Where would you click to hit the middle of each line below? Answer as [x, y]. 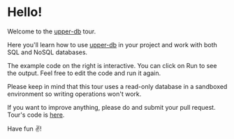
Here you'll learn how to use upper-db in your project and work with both [112, 44]
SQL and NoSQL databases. [47, 52]
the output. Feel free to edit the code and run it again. [84, 73]
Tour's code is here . [36, 115]
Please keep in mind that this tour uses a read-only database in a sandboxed [117, 86]
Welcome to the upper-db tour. [52, 31]
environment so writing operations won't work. [74, 94]
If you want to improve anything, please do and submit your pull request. [111, 107]
